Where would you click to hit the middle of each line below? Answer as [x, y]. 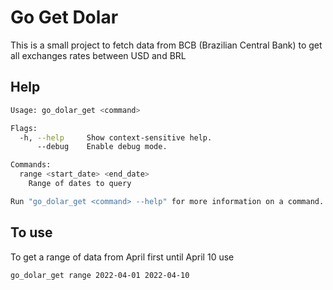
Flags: [24, 128]
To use [31, 232]
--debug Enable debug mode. [102, 147]
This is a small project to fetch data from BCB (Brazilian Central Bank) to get [166, 45]
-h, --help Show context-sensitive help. [116, 137]
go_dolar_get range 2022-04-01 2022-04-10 [100, 275]
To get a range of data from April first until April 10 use [122, 257]
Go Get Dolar [64, 17]
